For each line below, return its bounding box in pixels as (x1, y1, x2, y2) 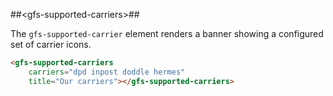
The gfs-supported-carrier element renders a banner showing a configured (10, 28, 324, 39)
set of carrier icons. (10, 39, 92, 50)
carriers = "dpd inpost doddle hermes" (28, 67, 186, 77)
